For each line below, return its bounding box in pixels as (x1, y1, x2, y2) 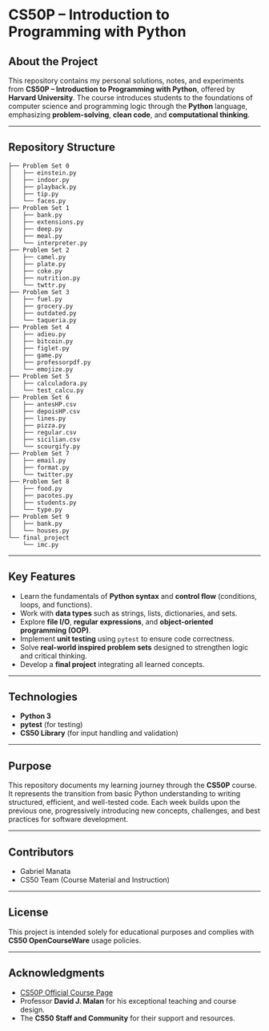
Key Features (8, 570, 76, 584)
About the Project (8, 55, 98, 68)
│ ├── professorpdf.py (8, 358, 91, 366)
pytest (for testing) (19, 720, 83, 730)
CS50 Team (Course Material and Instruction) (19, 875, 171, 885)
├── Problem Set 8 (8, 477, 70, 486)
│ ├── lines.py (8, 414, 66, 423)
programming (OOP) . (19, 625, 91, 635)
